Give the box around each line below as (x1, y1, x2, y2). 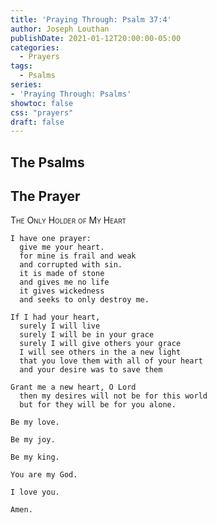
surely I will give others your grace (19, 339, 182, 349)
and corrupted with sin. (19, 260, 123, 270)
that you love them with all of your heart (19, 356, 203, 366)
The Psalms (10, 154, 85, 171)
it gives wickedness (19, 286, 105, 296)
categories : (10, 42, 60, 53)
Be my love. (10, 417, 60, 428)
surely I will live (19, 321, 101, 331)
